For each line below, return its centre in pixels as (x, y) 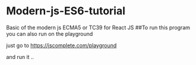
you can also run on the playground (50, 33)
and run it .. (20, 57)
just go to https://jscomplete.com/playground (61, 45)
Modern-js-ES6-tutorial (66, 11)
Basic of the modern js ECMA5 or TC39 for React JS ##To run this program (98, 27)
